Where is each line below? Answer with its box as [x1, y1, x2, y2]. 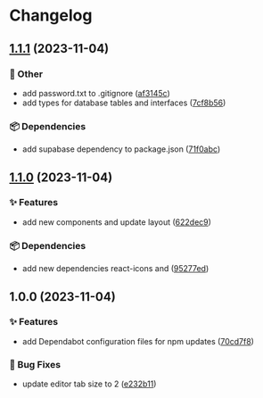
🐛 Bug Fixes [9, 358, 61, 370]
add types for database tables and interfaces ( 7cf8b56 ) [21, 97, 226, 108]
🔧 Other [9, 68, 43, 80]
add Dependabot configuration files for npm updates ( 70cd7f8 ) [21, 336, 254, 346]
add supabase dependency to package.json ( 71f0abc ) [21, 144, 221, 154]
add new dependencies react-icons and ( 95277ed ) [21, 263, 210, 274]
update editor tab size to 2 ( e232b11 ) [21, 378, 157, 389]
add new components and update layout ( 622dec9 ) [21, 216, 212, 228]
